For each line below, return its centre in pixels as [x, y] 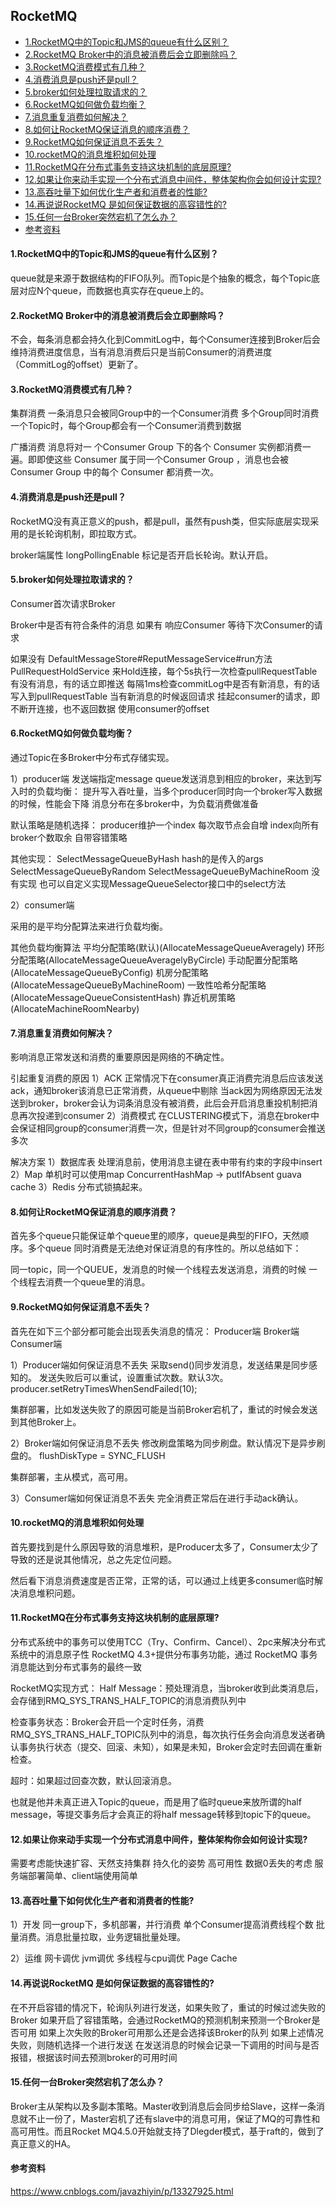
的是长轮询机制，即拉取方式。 [80, 533]
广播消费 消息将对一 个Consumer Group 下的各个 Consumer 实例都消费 [156, 447]
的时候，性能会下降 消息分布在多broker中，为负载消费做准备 [134, 804]
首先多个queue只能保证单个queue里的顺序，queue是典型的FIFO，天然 [155, 1236]
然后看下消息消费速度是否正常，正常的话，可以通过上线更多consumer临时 [162, 1580]
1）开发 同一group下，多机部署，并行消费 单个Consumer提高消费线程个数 [162, 1925]
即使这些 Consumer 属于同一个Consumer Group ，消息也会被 [162, 460]
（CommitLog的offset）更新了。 [77, 365]
